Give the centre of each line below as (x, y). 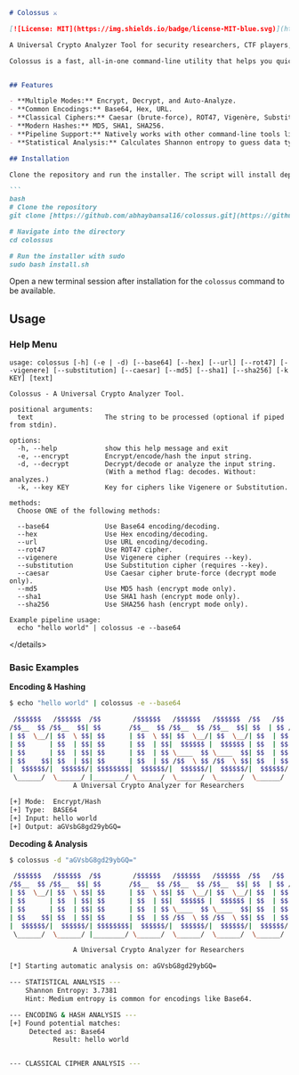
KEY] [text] (31, 379)
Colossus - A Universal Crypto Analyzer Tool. (97, 394)
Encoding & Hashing (48, 687)
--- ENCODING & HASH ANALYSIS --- (73, 1015)
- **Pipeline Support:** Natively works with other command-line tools (145, 134)
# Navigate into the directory (67, 232)
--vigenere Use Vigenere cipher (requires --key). (135, 558)
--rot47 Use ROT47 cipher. (95, 550)
